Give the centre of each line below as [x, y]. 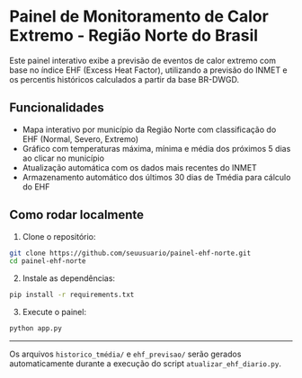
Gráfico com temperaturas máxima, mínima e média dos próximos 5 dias [156, 148]
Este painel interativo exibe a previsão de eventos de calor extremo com [143, 60]
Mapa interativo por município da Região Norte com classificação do [149, 129]
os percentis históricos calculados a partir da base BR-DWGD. [124, 79]
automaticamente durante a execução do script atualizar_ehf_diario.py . [145, 364]
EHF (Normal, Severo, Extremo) [80, 139]
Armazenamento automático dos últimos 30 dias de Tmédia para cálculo [156, 177]
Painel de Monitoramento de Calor [139, 17]
